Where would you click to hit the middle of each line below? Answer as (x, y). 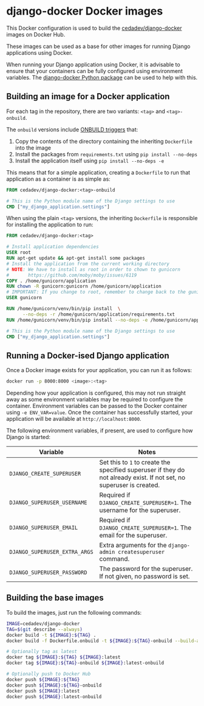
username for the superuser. (140, 510)
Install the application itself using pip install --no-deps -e (90, 161)
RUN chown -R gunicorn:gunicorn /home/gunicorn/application (84, 286)
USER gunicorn (24, 298)
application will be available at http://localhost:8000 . (74, 419)
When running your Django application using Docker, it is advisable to (93, 64)
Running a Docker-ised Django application (88, 355)
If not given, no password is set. (144, 576)
